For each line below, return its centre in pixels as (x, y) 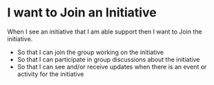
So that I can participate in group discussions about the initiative (108, 59)
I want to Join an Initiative (82, 13)
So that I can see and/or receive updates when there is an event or (112, 66)
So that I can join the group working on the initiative (90, 52)
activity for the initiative (50, 74)
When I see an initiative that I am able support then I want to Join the (105, 32)
